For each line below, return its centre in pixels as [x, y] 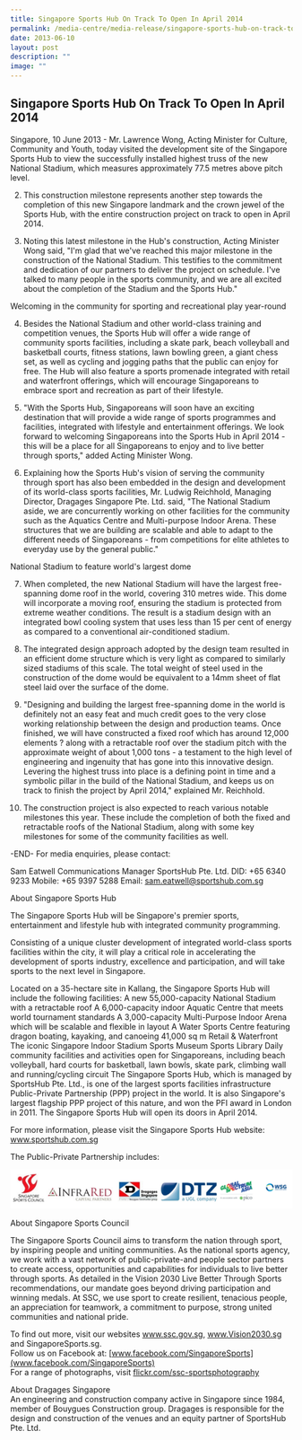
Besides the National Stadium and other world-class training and [142, 323]
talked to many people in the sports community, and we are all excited [152, 279]
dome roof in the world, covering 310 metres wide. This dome [173, 593]
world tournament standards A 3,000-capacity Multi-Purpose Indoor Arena [149, 1017]
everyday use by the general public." [91, 549]
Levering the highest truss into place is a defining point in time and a [149, 771]
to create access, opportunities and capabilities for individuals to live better [149, 1269]
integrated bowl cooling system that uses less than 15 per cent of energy [157, 622]
